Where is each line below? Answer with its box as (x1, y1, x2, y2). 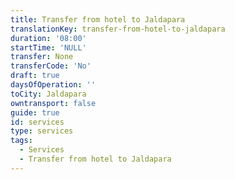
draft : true (10, 71, 60, 81)
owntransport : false (10, 98, 97, 108)
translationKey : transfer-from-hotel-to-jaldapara (10, 24, 226, 34)
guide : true (10, 107, 60, 118)
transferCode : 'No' (10, 61, 92, 71)
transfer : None (10, 52, 74, 62)
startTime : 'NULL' (10, 42, 87, 53)
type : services (10, 126, 74, 136)
